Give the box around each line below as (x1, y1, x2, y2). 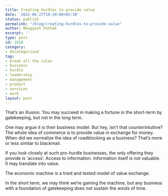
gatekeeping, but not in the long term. (5, 114, 83, 120)
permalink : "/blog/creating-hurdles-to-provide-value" (5, 21, 122, 26)
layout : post (5, 95, 32, 100)
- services (5, 86, 28, 91)
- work (5, 91, 19, 96)
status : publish (5, 16, 39, 21)
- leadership (5, 72, 32, 77)
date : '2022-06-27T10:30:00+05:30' (5, 12, 79, 17)
